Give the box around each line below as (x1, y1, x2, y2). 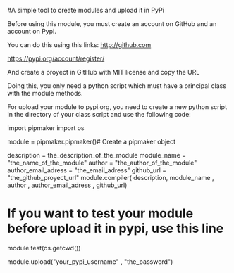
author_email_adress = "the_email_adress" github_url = (7, 166, 167, 174)
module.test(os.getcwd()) (7, 243, 81, 252)
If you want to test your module (7, 205, 194, 222)
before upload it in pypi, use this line (7, 221, 224, 236)
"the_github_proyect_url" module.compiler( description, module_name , (7, 174, 214, 182)
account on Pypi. (7, 27, 56, 35)
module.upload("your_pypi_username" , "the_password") (7, 257, 173, 266)
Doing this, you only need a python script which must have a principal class (7, 82, 227, 90)
